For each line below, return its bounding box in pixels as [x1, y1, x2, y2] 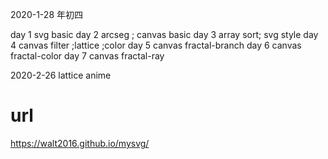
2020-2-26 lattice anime [10, 69, 112, 81]
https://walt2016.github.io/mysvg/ [10, 137, 150, 149]
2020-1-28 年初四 [10, 9, 83, 20]
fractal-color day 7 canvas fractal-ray [10, 50, 165, 62]
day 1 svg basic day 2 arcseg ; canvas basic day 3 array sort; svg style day [10, 29, 319, 40]
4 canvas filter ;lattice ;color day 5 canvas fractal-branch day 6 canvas [10, 39, 302, 51]
